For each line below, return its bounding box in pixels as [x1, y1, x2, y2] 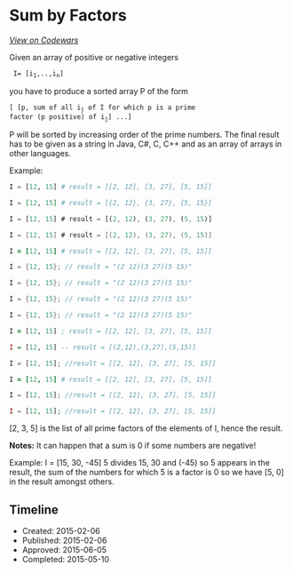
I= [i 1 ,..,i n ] [12, 68, 64, 80]
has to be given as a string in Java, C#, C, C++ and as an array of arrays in [9, 139, 282, 149]
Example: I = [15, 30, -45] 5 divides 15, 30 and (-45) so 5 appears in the [9, 458, 271, 468]
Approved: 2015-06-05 [21, 545, 107, 555]
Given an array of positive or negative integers [9, 52, 179, 62]
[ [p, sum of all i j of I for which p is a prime [9, 103, 196, 114]
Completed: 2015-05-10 [21, 554, 109, 564]
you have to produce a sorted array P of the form [9, 86, 189, 97]
